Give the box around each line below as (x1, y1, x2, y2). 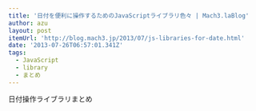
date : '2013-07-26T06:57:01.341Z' (8, 42, 124, 50)
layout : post (8, 26, 52, 34)
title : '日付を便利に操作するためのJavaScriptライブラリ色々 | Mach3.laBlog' (8, 11, 250, 20)
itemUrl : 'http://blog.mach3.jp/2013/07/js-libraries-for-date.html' (8, 34, 246, 42)
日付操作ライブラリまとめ (8, 93, 93, 104)
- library (15, 64, 48, 72)
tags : (8, 49, 26, 57)
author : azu (8, 19, 48, 27)
